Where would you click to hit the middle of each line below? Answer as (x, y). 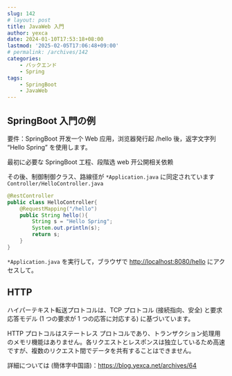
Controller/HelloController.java (55, 183)
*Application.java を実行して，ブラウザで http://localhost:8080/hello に (110, 261)
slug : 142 (21, 14)
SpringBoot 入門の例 (51, 121)
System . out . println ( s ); (66, 228)
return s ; (46, 235)
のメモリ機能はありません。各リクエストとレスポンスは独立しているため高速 (116, 342)
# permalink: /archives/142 (48, 53)
